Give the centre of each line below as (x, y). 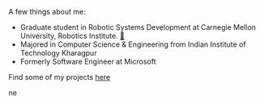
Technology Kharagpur (58, 53)
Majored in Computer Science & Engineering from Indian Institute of (133, 44)
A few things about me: (47, 12)
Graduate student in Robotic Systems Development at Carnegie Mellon (138, 27)
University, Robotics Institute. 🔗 (72, 36)
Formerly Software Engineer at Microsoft (88, 61)
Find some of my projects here (60, 77)
